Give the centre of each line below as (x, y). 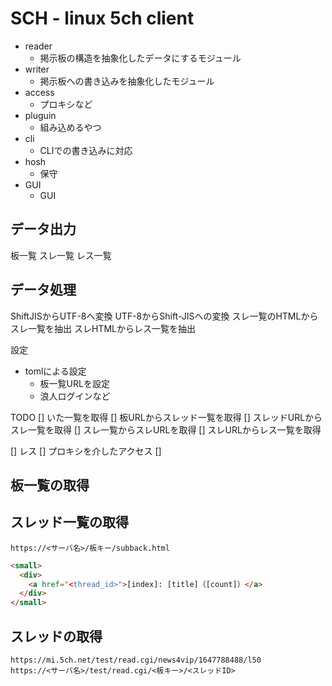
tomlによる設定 (55, 371)
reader (38, 46)
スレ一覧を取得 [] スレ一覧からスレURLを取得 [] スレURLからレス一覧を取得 (166, 429)
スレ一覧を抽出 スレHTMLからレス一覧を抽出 (103, 328)
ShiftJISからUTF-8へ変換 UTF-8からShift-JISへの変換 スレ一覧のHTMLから (164, 316)
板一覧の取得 (50, 485)
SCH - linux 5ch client (102, 18)
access (39, 92)
